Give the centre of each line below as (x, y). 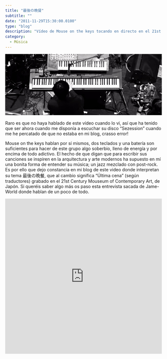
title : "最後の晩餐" (24, 10)
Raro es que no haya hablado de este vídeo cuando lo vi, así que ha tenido (81, 123)
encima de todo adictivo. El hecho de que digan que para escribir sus (76, 153)
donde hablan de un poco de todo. (54, 192)
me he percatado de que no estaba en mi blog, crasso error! (67, 134)
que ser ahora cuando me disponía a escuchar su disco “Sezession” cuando (83, 128)
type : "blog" (19, 26)
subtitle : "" (19, 16)
